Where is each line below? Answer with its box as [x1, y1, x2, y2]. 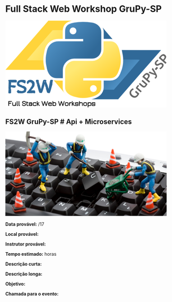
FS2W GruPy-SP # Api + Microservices [5, 118, 132, 126]
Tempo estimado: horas [5, 251, 57, 257]
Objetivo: [5, 281, 26, 287]
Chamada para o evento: [5, 291, 59, 297]
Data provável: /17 [5, 221, 45, 228]
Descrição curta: [5, 261, 42, 267]
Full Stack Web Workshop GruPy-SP [5, 3, 162, 15]
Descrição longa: [5, 271, 42, 277]
